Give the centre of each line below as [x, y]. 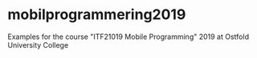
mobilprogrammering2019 [97, 15]
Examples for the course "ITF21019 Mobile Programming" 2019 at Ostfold [128, 37]
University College [38, 44]
